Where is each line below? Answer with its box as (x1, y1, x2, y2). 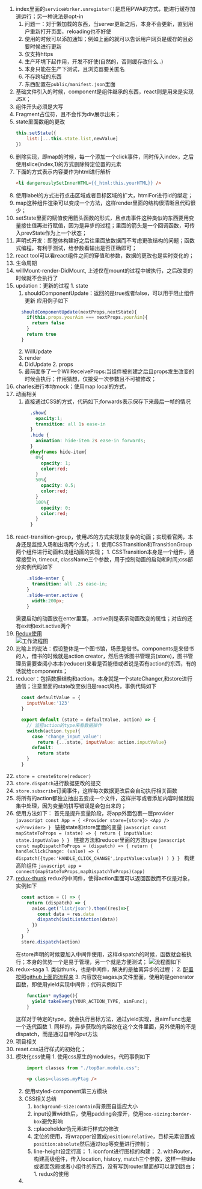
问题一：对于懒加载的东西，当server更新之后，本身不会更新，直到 (24, 20, 188, 27)
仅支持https (24, 51, 54, 57)
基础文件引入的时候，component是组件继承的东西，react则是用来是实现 (15, 88, 194, 95)
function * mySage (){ (26, 992, 78, 999)
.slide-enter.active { (26, 592, 84, 598)
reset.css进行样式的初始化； (15, 1046, 86, 1053)
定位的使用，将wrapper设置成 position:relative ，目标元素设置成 (33, 1133, 195, 1140)
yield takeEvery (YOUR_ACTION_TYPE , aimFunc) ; (31, 998, 148, 1004)
